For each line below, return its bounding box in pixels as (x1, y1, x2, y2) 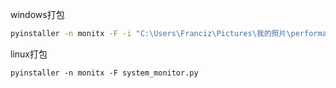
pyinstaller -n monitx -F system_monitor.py (10, 68, 199, 78)
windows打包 (10, 9, 65, 20)
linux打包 (10, 48, 48, 60)
